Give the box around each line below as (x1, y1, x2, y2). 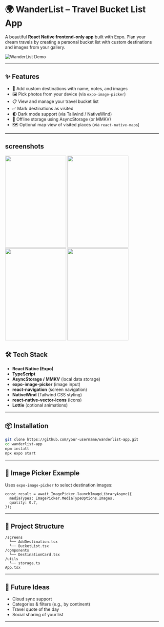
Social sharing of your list (12, 612, 63, 618)
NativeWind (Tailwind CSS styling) (12, 392, 82, 398)
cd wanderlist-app (5, 442, 42, 447)
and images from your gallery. (5, 44, 65, 50)
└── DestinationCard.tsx (9, 552, 60, 557)
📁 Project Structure (5, 522, 64, 531)
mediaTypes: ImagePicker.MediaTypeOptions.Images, (9, 496, 115, 501)
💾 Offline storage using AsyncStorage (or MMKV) (12, 116, 111, 122)
